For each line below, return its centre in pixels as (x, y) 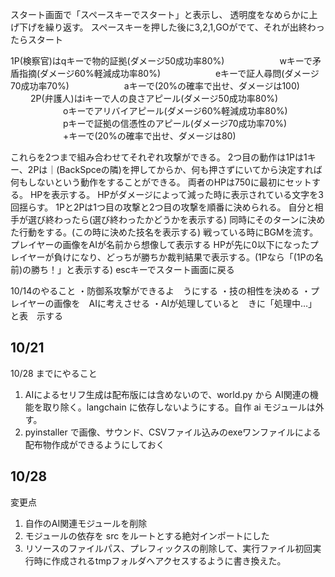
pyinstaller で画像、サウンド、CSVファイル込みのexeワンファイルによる (173, 432)
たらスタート (36, 39)
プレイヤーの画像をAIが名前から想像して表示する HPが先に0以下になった (160, 244)
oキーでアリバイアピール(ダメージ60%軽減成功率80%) (175, 111)
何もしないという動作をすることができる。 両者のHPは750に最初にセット (161, 182)
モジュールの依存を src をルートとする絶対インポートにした (147, 535)
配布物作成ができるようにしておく (94, 444)
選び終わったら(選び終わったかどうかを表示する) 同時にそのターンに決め (176, 219)
